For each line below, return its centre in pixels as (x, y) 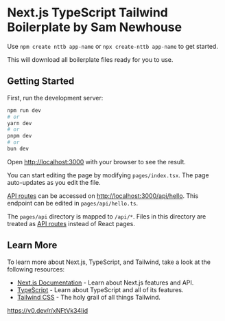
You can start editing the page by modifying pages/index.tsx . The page (108, 175)
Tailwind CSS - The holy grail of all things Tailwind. (89, 297)
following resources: (36, 269)
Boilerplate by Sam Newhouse (95, 27)
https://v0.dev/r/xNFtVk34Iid (47, 310)
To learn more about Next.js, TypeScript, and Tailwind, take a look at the (109, 262)
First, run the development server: (55, 98)
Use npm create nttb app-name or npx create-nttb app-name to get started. (113, 46)
